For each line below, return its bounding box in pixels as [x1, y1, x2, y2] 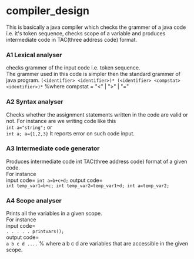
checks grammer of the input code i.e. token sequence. [6, 64, 141, 71]
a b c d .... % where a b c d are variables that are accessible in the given [6, 240, 189, 247]
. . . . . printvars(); [6, 228, 65, 235]
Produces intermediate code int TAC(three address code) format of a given [6, 158, 188, 165]
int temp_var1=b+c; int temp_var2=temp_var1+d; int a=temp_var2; [6, 182, 169, 189]
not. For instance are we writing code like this [6, 117, 116, 124]
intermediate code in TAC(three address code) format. [6, 36, 138, 43]
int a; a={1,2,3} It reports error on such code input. [6, 129, 135, 137]
